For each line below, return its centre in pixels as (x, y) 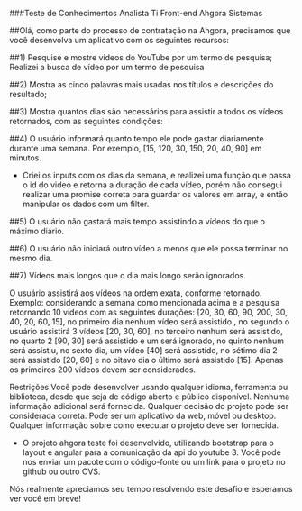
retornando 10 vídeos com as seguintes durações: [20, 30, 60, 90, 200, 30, (149, 312)
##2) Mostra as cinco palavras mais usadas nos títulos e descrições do (142, 84)
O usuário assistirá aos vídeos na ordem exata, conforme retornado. (136, 293)
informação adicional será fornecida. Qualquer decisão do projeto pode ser (149, 406)
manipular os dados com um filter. (86, 204)
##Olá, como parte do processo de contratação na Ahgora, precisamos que (150, 30)
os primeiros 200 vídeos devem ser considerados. (103, 370)
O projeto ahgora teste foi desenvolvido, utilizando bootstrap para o (148, 443)
